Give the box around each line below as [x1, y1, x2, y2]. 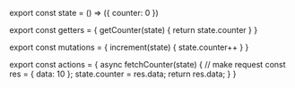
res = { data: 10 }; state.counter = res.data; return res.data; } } [9, 68, 237, 79]
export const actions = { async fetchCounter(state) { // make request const [9, 60, 286, 69]
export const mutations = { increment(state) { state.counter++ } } [9, 42, 249, 52]
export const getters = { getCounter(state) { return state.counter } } [9, 25, 258, 35]
